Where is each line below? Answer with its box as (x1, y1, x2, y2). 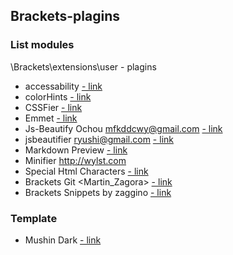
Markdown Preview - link (24, 144, 128, 156)
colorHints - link (24, 90, 92, 103)
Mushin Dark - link (24, 234, 102, 246)
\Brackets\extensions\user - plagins (10, 60, 157, 73)
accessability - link (24, 80, 103, 92)
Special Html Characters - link (24, 165, 149, 177)
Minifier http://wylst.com (24, 154, 127, 166)
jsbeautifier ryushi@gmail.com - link (24, 133, 174, 145)
